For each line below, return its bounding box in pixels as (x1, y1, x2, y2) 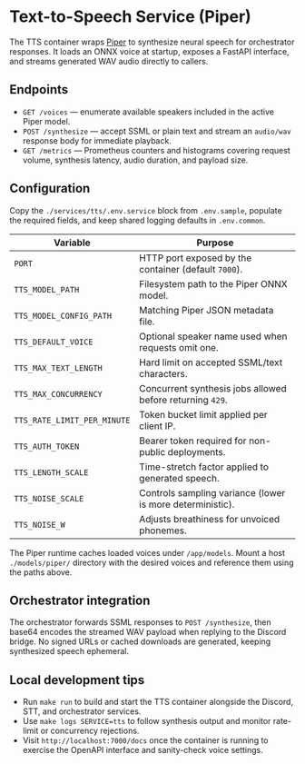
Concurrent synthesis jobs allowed (139, 382, 288, 394)
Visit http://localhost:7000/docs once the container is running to (22, 735, 269, 746)
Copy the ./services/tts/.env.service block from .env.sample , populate (9, 204, 283, 215)
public (139, 445, 166, 458)
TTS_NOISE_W (14, 520, 66, 530)
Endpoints (9, 82, 69, 97)
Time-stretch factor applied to (139, 461, 270, 473)
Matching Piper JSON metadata (139, 303, 274, 316)
